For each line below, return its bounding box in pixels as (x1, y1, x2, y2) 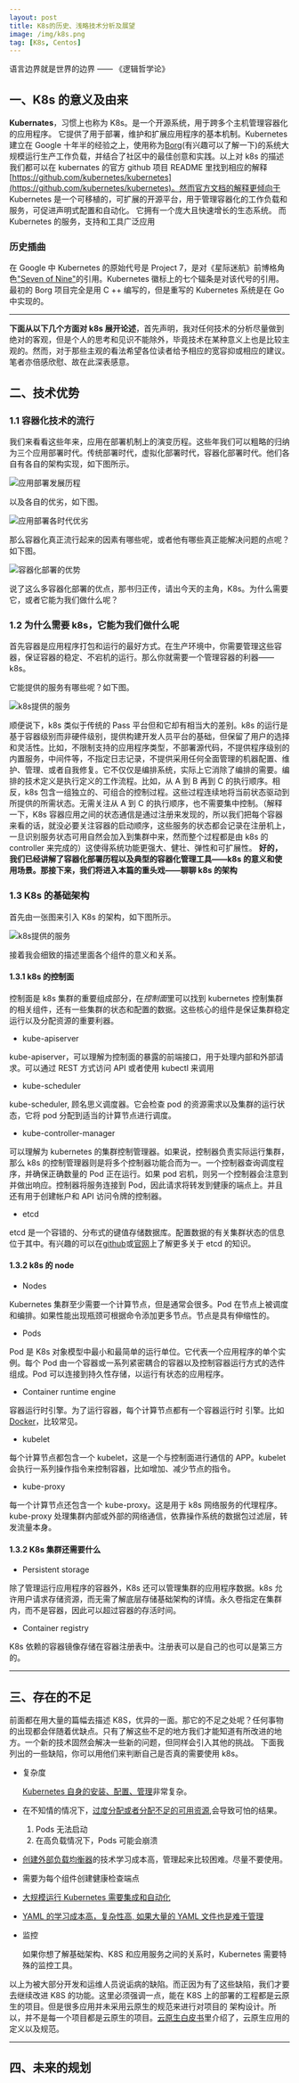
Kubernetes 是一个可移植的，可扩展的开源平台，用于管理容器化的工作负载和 (9, 193, 287, 205)
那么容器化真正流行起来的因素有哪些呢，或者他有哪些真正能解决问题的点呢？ (9, 534, 290, 545)
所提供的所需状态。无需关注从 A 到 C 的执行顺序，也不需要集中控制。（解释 (9, 798, 283, 809)
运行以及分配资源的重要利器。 (9, 1015, 118, 1025)
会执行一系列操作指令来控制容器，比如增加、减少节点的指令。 (9, 1463, 236, 1474)
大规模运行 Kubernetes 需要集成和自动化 (21, 1892, 171, 1903)
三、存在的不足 (9, 1689, 92, 1704)
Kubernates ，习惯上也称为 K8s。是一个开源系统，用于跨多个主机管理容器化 (9, 118, 288, 128)
